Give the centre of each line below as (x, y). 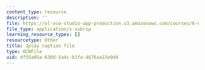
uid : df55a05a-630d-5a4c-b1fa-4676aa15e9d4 (63, 57)
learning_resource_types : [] (43, 35)
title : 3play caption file (41, 46)
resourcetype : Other (33, 40)
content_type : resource (37, 12)
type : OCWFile (24, 52)
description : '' (27, 18)
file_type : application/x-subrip (49, 29)
